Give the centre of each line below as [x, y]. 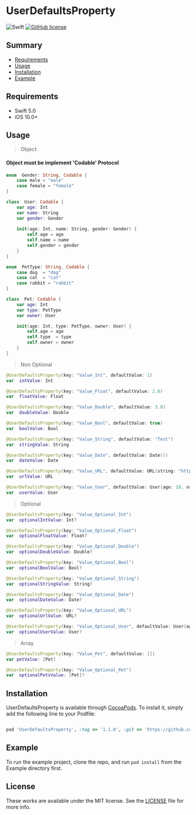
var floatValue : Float [35, 397]
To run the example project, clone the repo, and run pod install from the [94, 762]
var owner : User [36, 315]
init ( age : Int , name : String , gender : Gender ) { [77, 229]
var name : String [38, 213]
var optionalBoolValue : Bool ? [44, 568]
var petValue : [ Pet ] [31, 659]
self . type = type [49, 337]
